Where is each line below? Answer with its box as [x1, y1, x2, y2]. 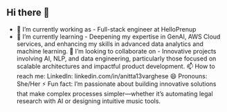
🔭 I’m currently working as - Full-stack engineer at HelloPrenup [16, 25, 197, 33]
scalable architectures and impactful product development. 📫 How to [16, 62, 215, 70]
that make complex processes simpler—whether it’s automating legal [16, 89, 213, 98]
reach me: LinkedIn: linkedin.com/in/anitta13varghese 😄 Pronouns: [16, 71, 208, 80]
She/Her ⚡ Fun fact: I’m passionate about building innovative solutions [16, 80, 217, 88]
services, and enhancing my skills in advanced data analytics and [16, 39, 203, 48]
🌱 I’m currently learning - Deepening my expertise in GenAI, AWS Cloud [16, 32, 221, 41]
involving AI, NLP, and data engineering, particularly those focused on [16, 54, 217, 63]
